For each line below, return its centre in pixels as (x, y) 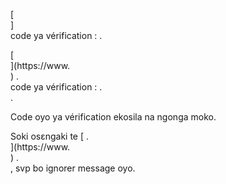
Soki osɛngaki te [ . (50, 136)
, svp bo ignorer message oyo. (73, 168)
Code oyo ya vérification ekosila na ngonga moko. (113, 117)
